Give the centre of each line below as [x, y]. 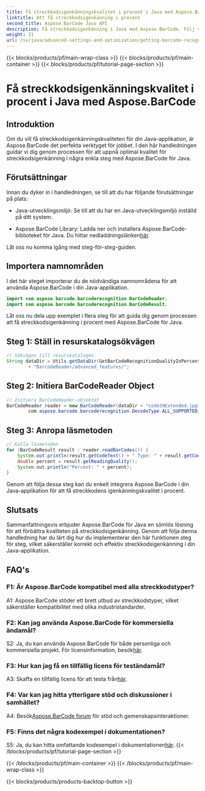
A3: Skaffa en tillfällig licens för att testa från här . [67, 679]
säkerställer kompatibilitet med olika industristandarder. [76, 607]
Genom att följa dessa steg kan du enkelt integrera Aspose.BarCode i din [98, 484]
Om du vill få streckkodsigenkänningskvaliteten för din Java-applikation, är [100, 139]
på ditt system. [34, 217]
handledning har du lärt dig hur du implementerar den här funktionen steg [99, 538]
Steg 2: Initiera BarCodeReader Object [80, 386]
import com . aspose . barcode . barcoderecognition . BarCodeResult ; [87, 304]
